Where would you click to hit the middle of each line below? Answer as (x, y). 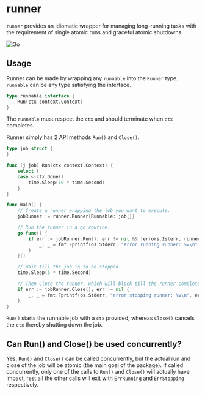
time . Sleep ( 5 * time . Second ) (54, 273)
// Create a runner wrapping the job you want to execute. (94, 211)
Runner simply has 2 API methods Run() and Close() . (73, 137)
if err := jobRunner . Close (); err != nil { (74, 289)
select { (28, 171)
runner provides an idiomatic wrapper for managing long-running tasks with (102, 26)
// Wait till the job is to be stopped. (69, 267)
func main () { (24, 205)
